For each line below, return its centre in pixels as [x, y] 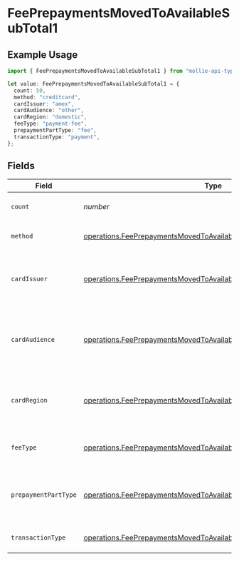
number [97, 207]
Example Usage [43, 55]
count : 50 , [30, 91]
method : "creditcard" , [47, 97]
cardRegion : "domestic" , [51, 117]
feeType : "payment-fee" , [51, 124]
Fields [21, 166]
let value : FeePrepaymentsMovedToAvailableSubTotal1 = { [94, 84]
